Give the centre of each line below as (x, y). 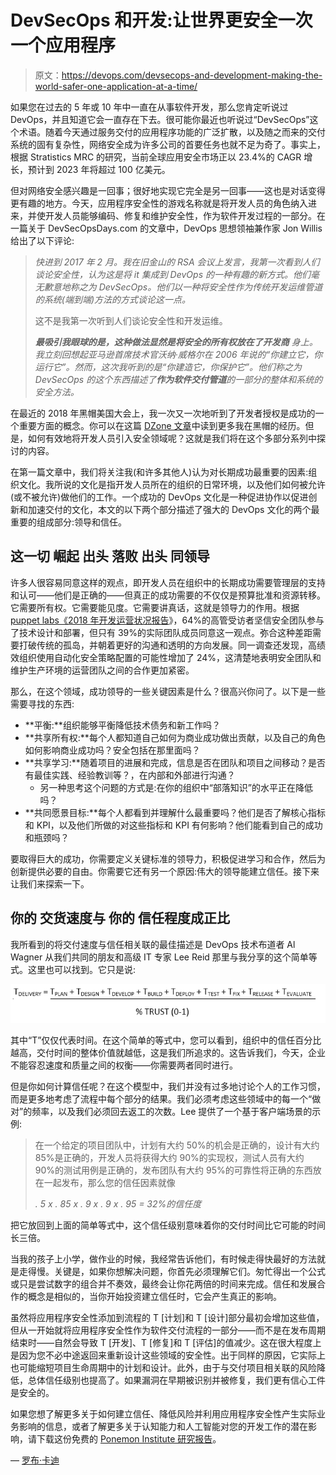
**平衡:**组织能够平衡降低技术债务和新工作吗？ (122, 725)
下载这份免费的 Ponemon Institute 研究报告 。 (129, 1438)
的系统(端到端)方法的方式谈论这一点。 (113, 299)
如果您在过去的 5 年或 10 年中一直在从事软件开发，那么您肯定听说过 (149, 107)
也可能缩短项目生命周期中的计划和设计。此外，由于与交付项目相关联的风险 (163, 1367)
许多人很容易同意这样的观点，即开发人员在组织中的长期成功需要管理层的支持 (168, 582)
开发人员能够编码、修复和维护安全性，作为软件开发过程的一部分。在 (185, 215)
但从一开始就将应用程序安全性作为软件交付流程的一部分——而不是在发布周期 (168, 1330)
